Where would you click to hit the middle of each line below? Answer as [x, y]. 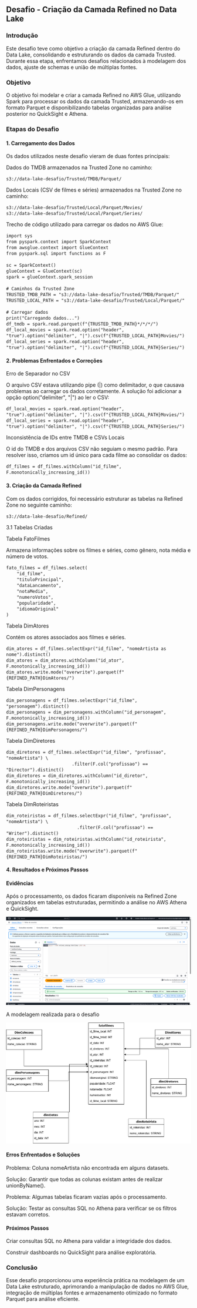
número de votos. [27, 556]
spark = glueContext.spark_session [50, 277]
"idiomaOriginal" [38, 609]
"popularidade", [37, 603]
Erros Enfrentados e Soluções [43, 1155]
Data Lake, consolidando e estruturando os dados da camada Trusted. [91, 55]
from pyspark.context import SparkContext [59, 242]
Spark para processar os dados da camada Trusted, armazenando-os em [95, 101]
